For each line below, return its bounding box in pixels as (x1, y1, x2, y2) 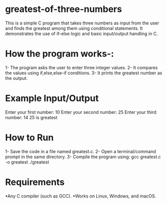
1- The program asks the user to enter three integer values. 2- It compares (5, 64, 158, 70)
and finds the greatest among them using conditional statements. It (5, 25, 143, 31)
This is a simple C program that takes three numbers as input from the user (5, 20, 160, 26)
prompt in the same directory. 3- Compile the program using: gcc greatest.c (5, 154, 161, 160)
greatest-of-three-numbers (5, 3, 122, 15)
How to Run (5, 132, 54, 143)
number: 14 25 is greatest (5, 114, 58, 120)
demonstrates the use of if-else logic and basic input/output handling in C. (5, 30, 158, 36)
